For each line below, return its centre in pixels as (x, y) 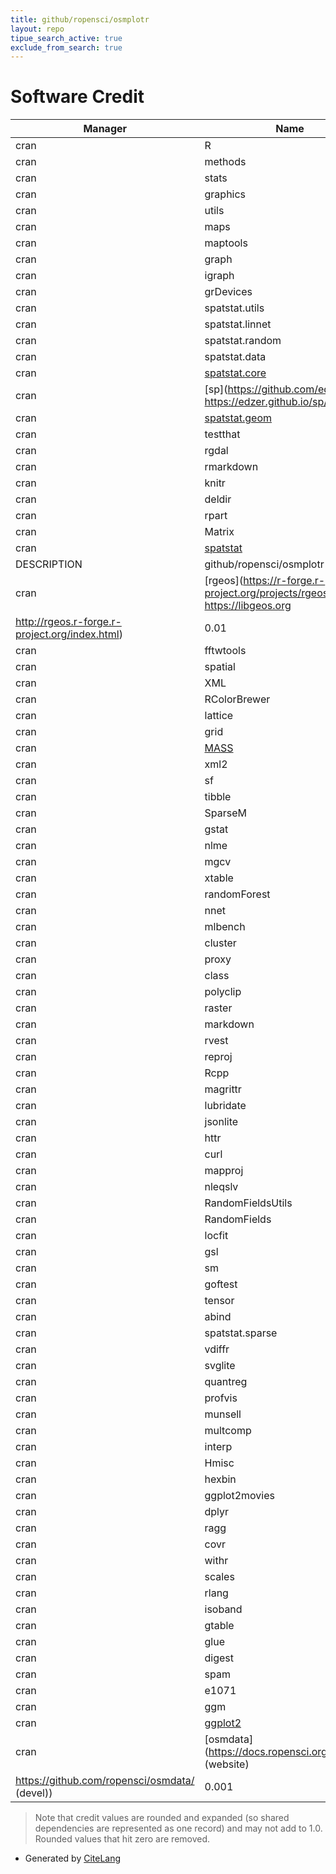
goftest (221, 1284)
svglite (220, 1366)
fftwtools (225, 651)
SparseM (225, 813)
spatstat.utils (234, 308)
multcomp (228, 1431)
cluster (220, 943)
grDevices (228, 292)
